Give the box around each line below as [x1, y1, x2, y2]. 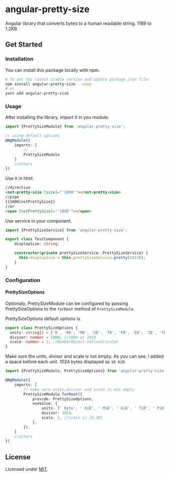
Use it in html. [5, 176, 34, 182]
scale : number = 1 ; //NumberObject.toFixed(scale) [10, 339, 119, 344]
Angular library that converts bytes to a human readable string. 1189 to [5, 20, 152, 26]
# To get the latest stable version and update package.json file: [5, 77, 151, 82]
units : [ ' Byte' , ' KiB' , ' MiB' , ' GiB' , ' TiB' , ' [41, 406, 155, 411]
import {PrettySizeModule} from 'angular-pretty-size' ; [5, 124, 125, 129]
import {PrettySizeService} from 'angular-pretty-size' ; [5, 228, 128, 233]
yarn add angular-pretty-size [5, 91, 69, 96]
